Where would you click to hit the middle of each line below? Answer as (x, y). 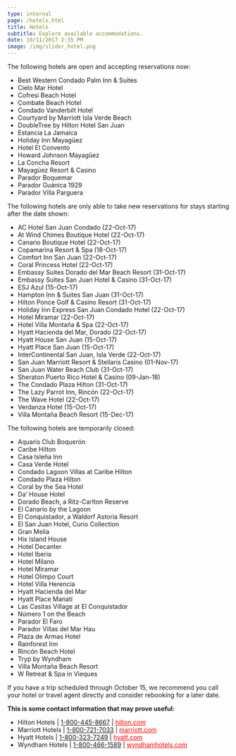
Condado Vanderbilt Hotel (55, 110)
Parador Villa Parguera (50, 192)
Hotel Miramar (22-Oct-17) (56, 317)
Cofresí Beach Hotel (46, 95)
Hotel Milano (36, 562)
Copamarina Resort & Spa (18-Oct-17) (72, 250)
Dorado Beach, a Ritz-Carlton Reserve (73, 502)
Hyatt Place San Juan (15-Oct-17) (66, 347)
